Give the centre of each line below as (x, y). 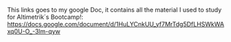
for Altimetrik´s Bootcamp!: (46, 17)
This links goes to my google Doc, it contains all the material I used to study (114, 10)
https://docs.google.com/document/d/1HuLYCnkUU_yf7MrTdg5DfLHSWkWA (116, 24)
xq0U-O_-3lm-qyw (34, 31)
